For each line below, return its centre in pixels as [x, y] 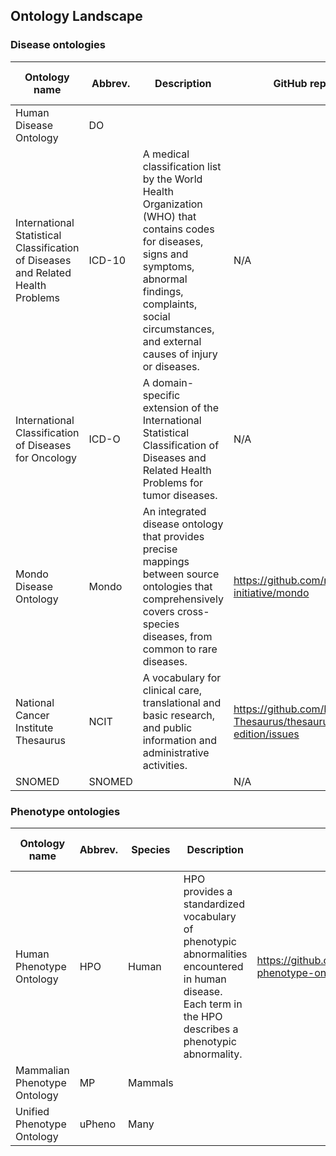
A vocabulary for [182, 677]
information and [180, 740]
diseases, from [177, 636]
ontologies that [177, 586]
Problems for [173, 482]
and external [172, 341]
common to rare [180, 649]
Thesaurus [40, 740]
